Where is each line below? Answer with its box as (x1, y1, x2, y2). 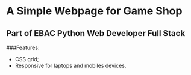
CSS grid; (14, 56, 39, 62)
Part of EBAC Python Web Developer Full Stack (6, 28, 186, 38)
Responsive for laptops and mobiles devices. (14, 62, 127, 69)
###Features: (6, 44, 40, 51)
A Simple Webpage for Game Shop (6, 4, 183, 18)
